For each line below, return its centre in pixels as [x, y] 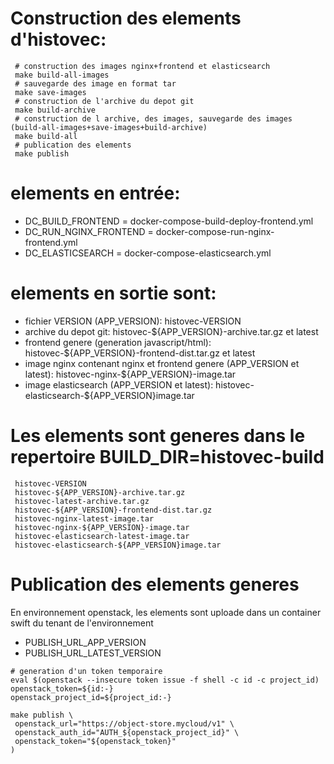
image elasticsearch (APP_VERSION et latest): [119, 384]
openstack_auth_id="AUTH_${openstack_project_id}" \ [127, 732]
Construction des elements [126, 18]
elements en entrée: [95, 193]
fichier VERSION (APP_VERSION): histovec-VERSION [133, 321]
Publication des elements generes [155, 584]
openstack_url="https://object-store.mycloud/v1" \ [124, 723]
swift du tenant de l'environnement [82, 623]
